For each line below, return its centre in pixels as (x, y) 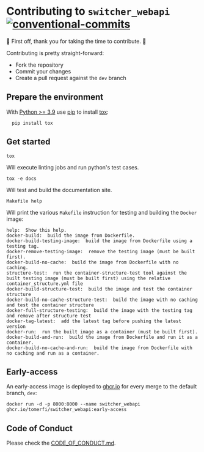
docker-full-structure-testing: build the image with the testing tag (99, 310)
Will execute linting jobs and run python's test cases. (73, 167)
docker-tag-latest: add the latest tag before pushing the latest (94, 321)
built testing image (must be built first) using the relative (89, 278)
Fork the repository (39, 65)
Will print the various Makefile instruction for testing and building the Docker (102, 212)
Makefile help (24, 201)
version (16, 326)
